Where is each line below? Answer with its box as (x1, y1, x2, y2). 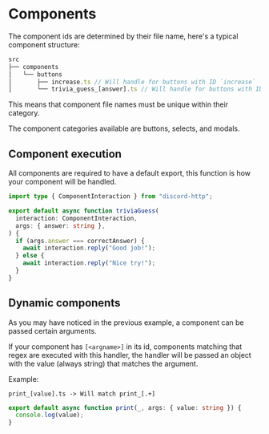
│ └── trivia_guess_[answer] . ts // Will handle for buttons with (8, 85, 252, 93)
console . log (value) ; (15, 411, 84, 420)
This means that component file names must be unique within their (8, 99, 229, 109)
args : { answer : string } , (15, 221, 106, 229)
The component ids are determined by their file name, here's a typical (8, 31, 239, 41)
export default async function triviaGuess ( (8, 207, 159, 215)
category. (8, 108, 40, 118)
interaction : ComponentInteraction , (15, 214, 138, 222)
